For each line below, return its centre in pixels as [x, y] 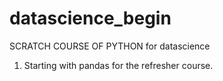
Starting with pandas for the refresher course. [118, 65]
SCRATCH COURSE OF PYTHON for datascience [110, 46]
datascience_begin [90, 18]
